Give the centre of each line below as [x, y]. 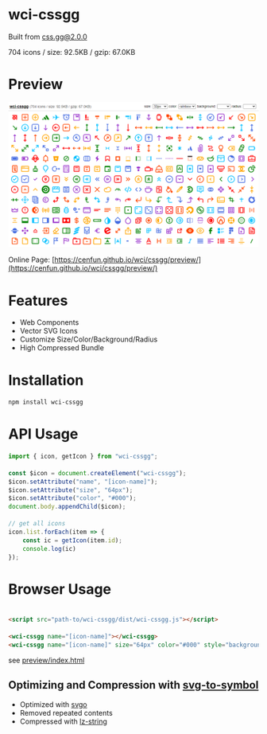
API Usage [43, 434]
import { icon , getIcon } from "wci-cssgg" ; [83, 457]
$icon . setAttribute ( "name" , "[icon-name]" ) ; [83, 482]
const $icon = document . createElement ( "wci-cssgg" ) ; [97, 473]
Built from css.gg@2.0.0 [48, 37]
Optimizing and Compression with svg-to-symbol [133, 685]
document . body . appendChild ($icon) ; [67, 507]
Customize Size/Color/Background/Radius [89, 339]
